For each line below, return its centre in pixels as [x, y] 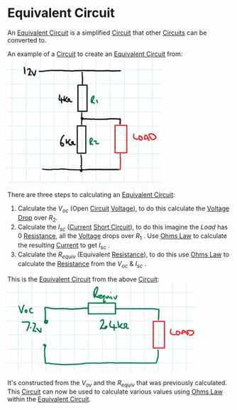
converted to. [27, 40]
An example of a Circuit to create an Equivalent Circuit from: [95, 54]
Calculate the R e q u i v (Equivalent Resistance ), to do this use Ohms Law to [123, 255]
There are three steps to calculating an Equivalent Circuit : [91, 194]
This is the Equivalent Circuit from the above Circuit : [83, 279]
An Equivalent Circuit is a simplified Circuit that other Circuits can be [107, 33]
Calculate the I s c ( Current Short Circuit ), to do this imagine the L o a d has [123, 228]
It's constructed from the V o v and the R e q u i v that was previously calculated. [117, 383]
